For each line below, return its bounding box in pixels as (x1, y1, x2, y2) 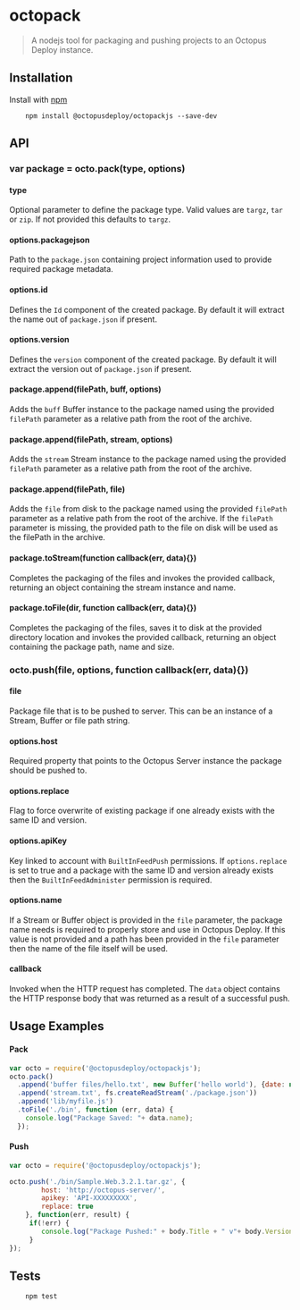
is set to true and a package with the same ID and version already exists (9, 865, 274, 875)
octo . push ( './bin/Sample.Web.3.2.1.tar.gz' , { (9, 1177, 186, 1186)
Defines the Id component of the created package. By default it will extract (9, 304, 285, 315)
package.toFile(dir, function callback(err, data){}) (9, 603, 197, 613)
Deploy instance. (30, 44, 94, 55)
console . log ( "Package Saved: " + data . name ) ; (25, 1113, 194, 1122)
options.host (9, 735, 58, 747)
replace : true (41, 1202, 94, 1212)
